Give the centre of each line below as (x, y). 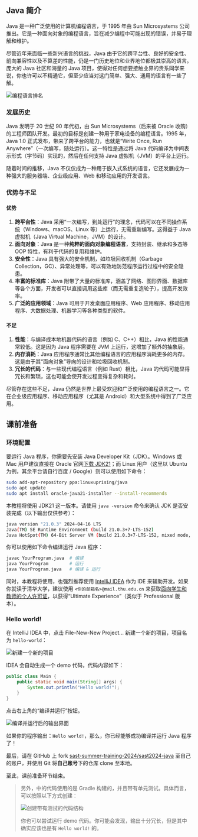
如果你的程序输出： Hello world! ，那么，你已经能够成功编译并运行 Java (93, 735)
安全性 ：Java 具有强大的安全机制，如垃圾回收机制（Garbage (89, 259)
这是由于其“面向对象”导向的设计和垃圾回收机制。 (74, 362)
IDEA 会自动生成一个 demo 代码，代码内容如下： (65, 665)
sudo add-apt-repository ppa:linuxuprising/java (67, 483)
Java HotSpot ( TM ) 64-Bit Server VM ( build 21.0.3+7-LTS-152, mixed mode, (99, 535)
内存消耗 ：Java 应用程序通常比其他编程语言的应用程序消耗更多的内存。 (101, 354)
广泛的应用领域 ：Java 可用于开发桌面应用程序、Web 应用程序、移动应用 (102, 303)
